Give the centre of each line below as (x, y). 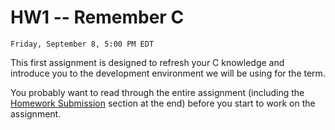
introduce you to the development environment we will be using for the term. (168, 73)
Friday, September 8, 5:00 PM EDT (82, 44)
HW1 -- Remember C (97, 17)
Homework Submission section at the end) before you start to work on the (163, 103)
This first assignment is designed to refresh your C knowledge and (147, 62)
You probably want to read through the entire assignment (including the (157, 92)
